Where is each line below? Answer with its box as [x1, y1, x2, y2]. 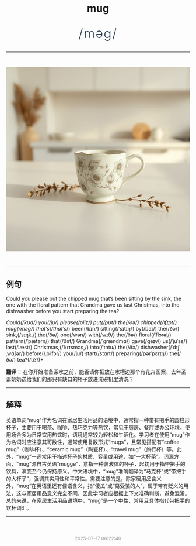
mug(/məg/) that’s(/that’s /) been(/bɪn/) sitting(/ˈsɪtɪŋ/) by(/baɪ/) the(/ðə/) [6, 325, 180, 332]
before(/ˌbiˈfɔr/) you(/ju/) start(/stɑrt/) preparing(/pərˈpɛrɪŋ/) [26, 350, 169, 357]
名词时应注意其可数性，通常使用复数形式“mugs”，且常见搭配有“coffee [10, 438, 180, 445]
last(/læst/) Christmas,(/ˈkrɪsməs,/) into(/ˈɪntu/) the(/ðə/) [6, 344, 139, 351]
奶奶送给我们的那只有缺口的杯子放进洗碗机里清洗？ [10, 376, 134, 382]
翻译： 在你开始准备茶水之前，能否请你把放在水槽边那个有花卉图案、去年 [6, 368, 181, 375]
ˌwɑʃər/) [6, 350, 25, 357]
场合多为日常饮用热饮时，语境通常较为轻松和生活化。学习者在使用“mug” [10, 431, 185, 438]
